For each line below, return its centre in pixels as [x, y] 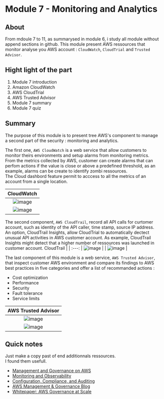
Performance [26, 283]
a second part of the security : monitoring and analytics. [62, 141]
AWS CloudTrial [28, 92]
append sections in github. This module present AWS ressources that [75, 44]
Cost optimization [30, 277]
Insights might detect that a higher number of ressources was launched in [80, 243]
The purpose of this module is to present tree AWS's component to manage [82, 135]
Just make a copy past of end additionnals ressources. [61, 356]
